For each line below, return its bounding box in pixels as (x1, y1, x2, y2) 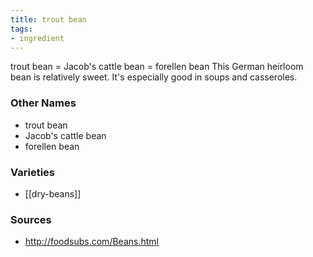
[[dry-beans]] (24, 187, 82, 200)
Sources (10, 212, 52, 226)
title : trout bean (10, 14, 87, 25)
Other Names (10, 96, 77, 110)
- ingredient (10, 33, 65, 43)
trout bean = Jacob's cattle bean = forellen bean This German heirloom (10, 61, 304, 73)
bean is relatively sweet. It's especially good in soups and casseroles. (10, 71, 298, 83)
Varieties (10, 165, 55, 179)
